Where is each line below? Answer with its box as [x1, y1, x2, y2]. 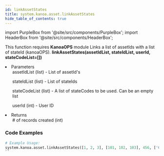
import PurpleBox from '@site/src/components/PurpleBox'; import [5, 30, 138, 36]
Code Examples [5, 130, 43, 136]
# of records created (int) [12, 117, 63, 123]
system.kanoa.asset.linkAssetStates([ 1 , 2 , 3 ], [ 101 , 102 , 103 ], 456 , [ [5, 145, 156, 150]
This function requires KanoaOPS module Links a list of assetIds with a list [5, 44, 155, 50]
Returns [11, 112, 27, 118]
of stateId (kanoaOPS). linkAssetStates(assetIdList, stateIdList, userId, [5, 49, 150, 55]
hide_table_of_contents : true [5, 16, 67, 21]
